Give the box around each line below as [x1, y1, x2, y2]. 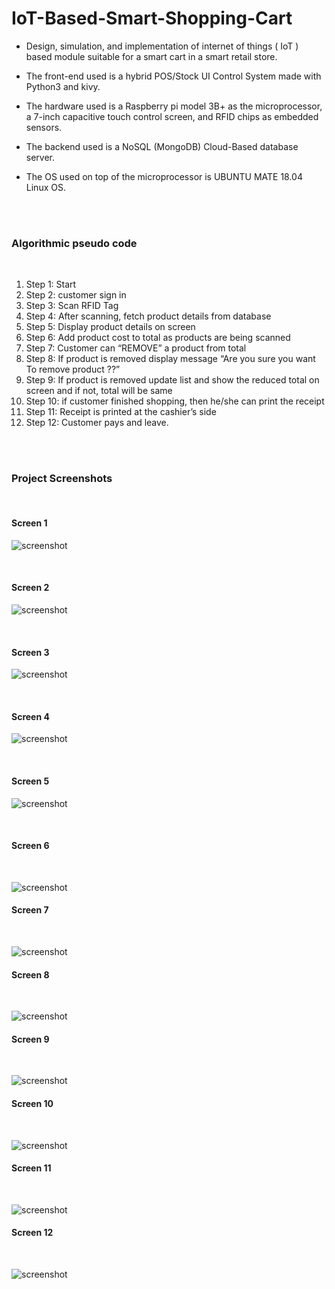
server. [25, 151, 56, 163]
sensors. [25, 121, 63, 133]
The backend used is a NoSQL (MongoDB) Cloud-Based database [25, 140, 299, 152]
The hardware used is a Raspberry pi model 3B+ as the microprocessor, [25, 100, 323, 112]
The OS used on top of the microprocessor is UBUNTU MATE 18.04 [25, 170, 303, 182]
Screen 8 [11, 968, 50, 981]
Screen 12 [11, 1227, 54, 1239]
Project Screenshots [11, 472, 113, 486]
